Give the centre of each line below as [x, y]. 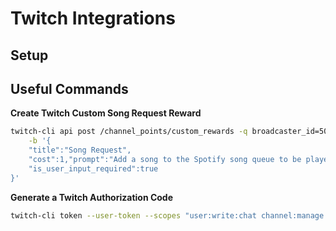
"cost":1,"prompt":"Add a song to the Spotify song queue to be [165, 160]
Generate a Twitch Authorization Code [92, 197]
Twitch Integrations [93, 18]
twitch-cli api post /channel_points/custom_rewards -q [129, 132]
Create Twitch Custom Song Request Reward [106, 113]
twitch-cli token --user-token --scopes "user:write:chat [133, 215]
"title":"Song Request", [80, 150]
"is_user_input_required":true [93, 168]
